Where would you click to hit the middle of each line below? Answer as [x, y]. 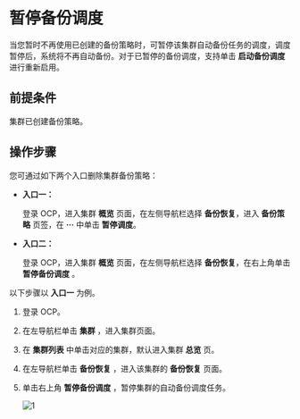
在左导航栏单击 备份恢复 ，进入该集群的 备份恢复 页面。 [125, 368]
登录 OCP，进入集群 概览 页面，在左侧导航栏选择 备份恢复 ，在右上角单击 [156, 262]
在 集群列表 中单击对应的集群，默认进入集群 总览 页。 [121, 349]
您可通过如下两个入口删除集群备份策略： [83, 175]
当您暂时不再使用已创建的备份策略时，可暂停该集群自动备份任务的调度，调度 [150, 45]
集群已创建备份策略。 [48, 121]
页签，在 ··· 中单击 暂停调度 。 [87, 224]
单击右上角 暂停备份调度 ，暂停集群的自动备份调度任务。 [126, 387]
